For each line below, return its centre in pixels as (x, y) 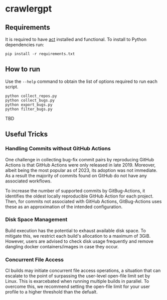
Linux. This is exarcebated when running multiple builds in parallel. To (77, 281)
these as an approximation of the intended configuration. (64, 207)
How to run (23, 69)
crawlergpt (29, 9)
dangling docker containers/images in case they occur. (62, 246)
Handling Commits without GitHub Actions (58, 149)
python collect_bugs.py (30, 100)
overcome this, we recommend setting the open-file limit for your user (78, 286)
